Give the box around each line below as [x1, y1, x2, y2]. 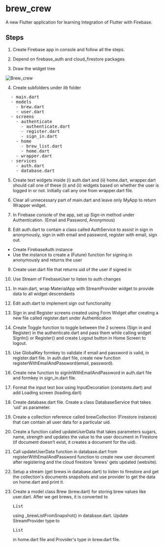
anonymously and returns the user [12, 257, 82, 263]
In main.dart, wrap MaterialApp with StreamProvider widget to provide [12, 286, 154, 291]
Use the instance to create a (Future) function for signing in [12, 252, 133, 258]
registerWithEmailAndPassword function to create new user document [12, 454, 155, 460]
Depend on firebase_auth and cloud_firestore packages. [12, 56, 126, 62]
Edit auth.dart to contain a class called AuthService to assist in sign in [12, 227, 153, 232]
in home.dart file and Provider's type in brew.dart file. [12, 536, 120, 542]
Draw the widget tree [12, 65, 56, 71]
